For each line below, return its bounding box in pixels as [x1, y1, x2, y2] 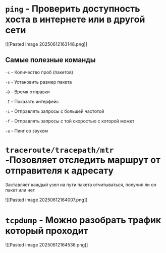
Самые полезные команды [5, 56, 96, 65]
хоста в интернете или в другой [5, 14, 145, 25]
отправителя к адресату [5, 165, 114, 176]
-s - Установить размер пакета [5, 79, 72, 85]
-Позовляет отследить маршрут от [5, 154, 160, 165]
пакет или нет [5, 187, 35, 193]
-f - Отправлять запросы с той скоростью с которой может [5, 118, 135, 124]
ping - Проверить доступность [5, 3, 140, 15]
